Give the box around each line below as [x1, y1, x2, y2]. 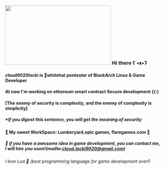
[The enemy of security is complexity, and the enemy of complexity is [5, 100, 152, 106]
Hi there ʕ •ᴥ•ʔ [111, 59, 147, 66]
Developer [5, 77, 27, 83]
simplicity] [5, 105, 28, 111]
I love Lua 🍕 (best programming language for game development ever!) [5, 158, 151, 164]
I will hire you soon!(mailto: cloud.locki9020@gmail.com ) [5, 146, 125, 152]
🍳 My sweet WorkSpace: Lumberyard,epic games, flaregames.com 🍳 [5, 129, 150, 135]
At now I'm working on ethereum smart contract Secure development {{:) [5, 89, 159, 95]
